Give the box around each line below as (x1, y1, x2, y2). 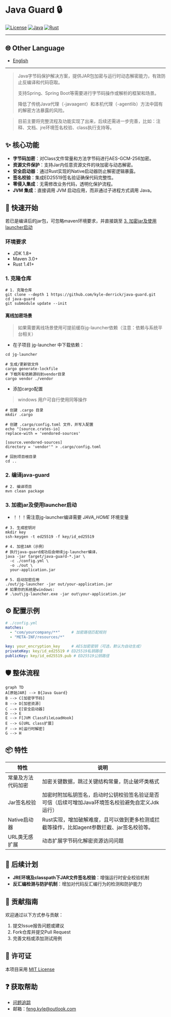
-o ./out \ (10, 563, 33, 568)
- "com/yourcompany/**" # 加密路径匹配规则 (10, 630, 107, 635)
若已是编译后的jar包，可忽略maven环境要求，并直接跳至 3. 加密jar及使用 (5, 218, 157, 224)
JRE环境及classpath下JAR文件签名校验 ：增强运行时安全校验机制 (12, 875, 150, 881)
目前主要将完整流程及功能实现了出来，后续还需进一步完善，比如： (17, 118, 156, 124)
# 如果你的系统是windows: (5, 587, 55, 592)
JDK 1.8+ (12, 250, 32, 256)
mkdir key (5, 530, 26, 535)
